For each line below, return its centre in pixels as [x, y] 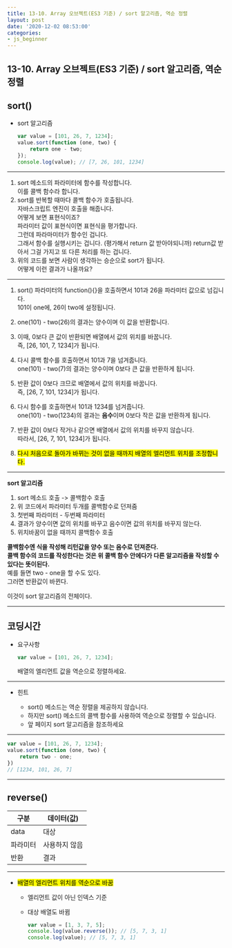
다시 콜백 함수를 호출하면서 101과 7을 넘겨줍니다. [82, 360]
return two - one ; [46, 757]
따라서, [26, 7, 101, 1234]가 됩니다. [64, 438]
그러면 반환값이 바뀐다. [38, 581]
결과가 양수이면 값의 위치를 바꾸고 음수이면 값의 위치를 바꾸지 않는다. [109, 523]
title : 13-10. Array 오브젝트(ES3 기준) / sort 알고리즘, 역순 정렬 [98, 13]
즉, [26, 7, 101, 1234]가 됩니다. [58, 391]
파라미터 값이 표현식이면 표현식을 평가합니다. [77, 226]
